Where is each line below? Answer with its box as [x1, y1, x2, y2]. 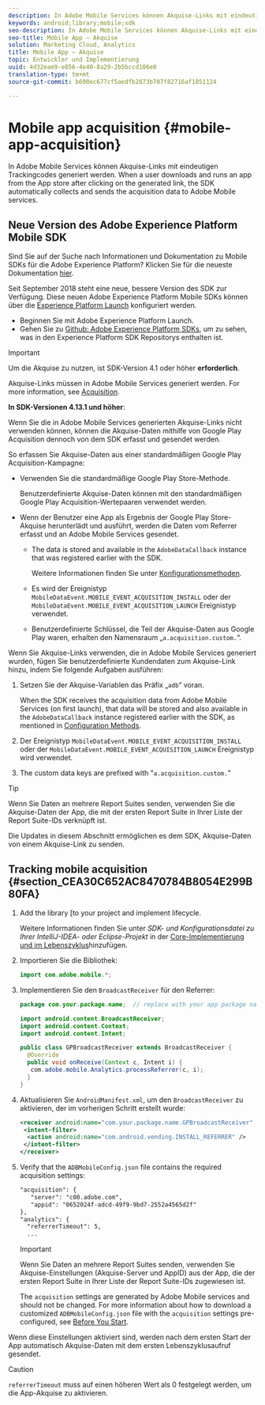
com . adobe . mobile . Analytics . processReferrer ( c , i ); [30, 1066, 204, 1074]
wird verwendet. [19, 753, 73, 763]
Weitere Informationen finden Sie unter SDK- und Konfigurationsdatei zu [19, 923, 255, 934]
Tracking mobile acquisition [8, 862, 148, 876]
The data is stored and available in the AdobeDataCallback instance [31, 545, 247, 555]
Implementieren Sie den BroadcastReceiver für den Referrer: [19, 985, 215, 994]
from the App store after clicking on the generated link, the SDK [8, 179, 215, 188]
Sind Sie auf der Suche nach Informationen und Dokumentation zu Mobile [8, 252, 248, 261]
